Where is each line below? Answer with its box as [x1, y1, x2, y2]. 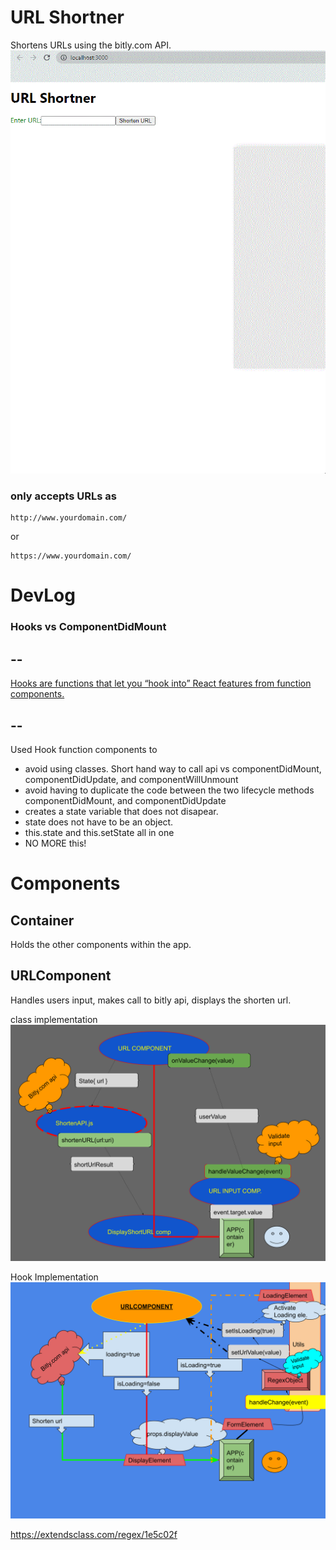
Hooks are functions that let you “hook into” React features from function [10, 677, 312, 690]
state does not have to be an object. [24, 816, 174, 828]
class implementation [10, 1013, 98, 1025]
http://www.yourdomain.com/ [10, 513, 128, 523]
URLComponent [10, 967, 112, 985]
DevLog [10, 584, 76, 607]
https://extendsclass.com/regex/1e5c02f [10, 1528, 178, 1540]
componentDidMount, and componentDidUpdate [24, 794, 227, 806]
